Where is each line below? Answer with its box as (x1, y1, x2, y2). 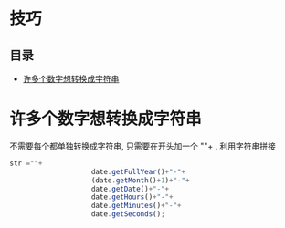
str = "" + (9, 159, 43, 168)
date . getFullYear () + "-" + (90, 167, 185, 176)
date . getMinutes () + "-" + (90, 202, 182, 211)
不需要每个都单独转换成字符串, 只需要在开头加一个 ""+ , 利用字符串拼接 (9, 140, 277, 151)
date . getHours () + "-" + (90, 192, 174, 202)
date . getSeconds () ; (90, 210, 166, 219)
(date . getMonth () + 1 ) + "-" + (90, 175, 190, 185)
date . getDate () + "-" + (90, 184, 170, 193)
